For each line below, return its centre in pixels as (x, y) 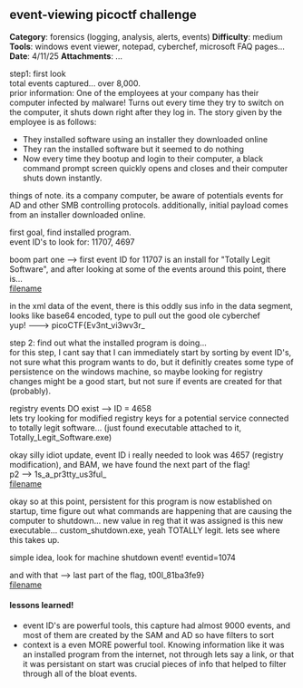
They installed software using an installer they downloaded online (145, 139)
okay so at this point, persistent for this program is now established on (141, 501)
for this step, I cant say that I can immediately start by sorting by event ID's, (151, 352)
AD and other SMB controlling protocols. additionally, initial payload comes (149, 205)
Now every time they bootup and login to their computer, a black (143, 159)
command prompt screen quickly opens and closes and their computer (155, 168)
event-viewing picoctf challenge (103, 15)
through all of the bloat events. (80, 673)
